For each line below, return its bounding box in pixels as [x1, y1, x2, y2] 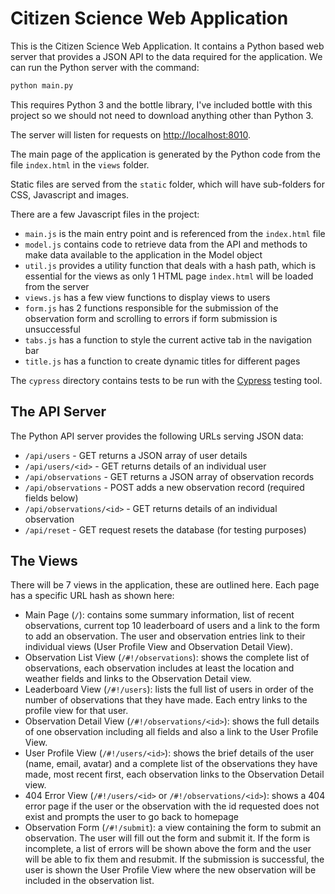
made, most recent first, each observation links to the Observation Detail [24, 768, 325, 781]
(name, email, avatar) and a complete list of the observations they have [24, 758, 318, 770]
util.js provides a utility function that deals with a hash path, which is [24, 259, 317, 271]
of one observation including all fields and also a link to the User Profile [24, 726, 319, 738]
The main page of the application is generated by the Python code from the [10, 148, 321, 160]
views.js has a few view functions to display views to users [24, 291, 271, 303]
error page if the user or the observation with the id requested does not [24, 800, 320, 812]
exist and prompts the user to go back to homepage [24, 811, 239, 823]
